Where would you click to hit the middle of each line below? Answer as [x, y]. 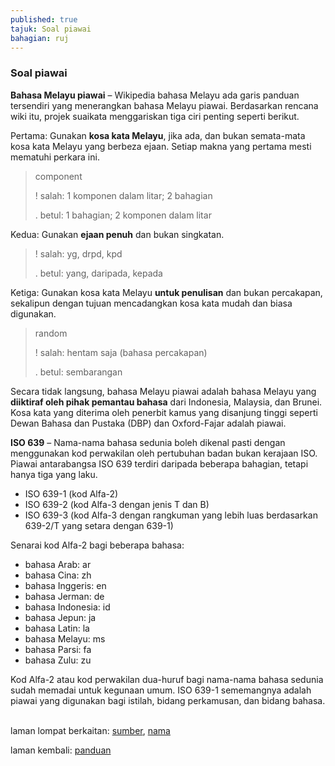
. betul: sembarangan [78, 372]
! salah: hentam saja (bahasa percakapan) [121, 352]
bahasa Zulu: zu [58, 660]
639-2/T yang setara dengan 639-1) [99, 525]
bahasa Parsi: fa [58, 649]
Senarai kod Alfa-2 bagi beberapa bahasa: [97, 545]
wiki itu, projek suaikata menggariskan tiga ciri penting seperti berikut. [155, 116]
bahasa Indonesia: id [67, 607]
